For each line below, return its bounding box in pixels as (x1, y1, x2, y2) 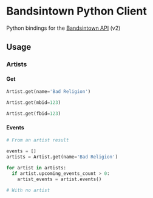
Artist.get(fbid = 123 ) (6, 111, 61, 117)
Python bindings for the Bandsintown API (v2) (6, 24, 121, 32)
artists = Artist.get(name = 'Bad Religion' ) (6, 154, 118, 160)
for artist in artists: (6, 165, 67, 171)
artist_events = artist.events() (17, 176, 102, 182)
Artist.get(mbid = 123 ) (6, 100, 61, 106)
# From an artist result (6, 137, 69, 143)
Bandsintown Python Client (6, 4, 147, 18)
